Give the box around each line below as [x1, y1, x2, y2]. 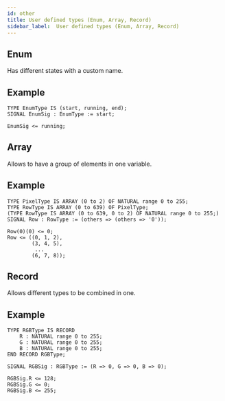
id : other [7, 10, 36, 17]
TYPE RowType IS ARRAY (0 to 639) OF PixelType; [7, 204, 149, 210]
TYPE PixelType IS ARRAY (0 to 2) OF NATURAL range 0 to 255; [7, 197, 189, 205]
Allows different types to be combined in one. [7, 289, 136, 297]
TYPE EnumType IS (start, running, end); [7, 105, 128, 111]
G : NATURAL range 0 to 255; [19, 339, 103, 346]
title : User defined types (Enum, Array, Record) [7, 17, 152, 23]
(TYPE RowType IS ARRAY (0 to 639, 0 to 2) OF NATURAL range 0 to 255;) [7, 210, 220, 217]
